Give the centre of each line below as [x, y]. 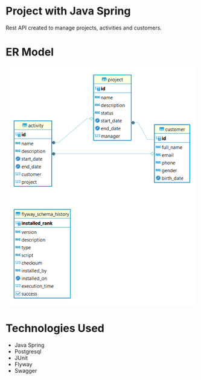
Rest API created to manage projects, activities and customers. [84, 28]
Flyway [23, 364]
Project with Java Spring [68, 11]
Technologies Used [55, 328]
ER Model [30, 52]
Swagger [26, 370]
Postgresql [28, 351]
